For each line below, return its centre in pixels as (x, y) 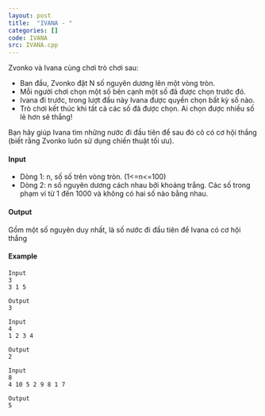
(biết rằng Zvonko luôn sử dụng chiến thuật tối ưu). (91, 141)
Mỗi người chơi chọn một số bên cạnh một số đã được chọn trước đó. (132, 91)
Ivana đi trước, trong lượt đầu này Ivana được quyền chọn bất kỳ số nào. (137, 100)
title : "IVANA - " (40, 23)
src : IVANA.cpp (33, 45)
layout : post (30, 16)
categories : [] (33, 30)
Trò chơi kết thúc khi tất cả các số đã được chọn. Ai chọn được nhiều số (137, 109)
